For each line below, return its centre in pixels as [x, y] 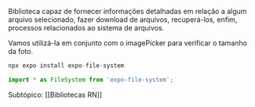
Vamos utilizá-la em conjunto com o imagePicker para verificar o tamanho [127, 43]
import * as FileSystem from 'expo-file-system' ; [91, 80]
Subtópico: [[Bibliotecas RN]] [55, 95]
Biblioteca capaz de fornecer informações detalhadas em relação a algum [127, 11]
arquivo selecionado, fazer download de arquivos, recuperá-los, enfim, [123, 20]
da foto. [21, 51]
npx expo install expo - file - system [66, 66]
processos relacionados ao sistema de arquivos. [86, 28]
